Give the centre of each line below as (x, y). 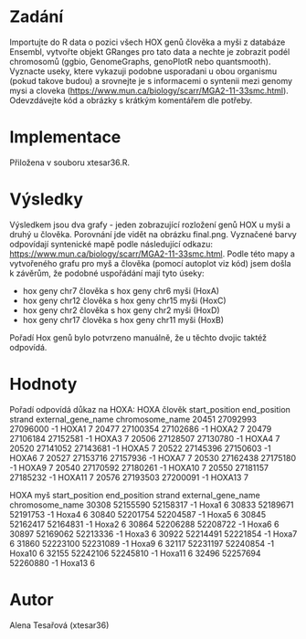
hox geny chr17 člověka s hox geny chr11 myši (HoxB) (123, 319)
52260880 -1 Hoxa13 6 (53, 562)
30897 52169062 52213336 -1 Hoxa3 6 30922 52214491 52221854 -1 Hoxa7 (153, 534)
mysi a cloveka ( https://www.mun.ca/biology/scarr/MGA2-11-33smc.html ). (149, 90)
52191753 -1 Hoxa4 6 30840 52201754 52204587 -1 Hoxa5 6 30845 (138, 514)
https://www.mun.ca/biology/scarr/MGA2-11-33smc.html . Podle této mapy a (152, 254)
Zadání (37, 17)
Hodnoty (43, 384)
